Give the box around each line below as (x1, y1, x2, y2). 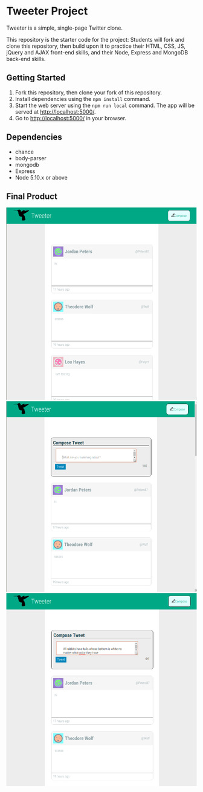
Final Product (6, 191, 57, 201)
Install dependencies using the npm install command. (14, 95, 151, 102)
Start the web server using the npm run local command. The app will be (14, 102, 195, 109)
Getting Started (6, 73, 66, 83)
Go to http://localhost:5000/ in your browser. (14, 114, 127, 122)
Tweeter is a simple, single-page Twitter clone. (6, 24, 123, 31)
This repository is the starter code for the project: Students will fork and (6, 36, 185, 43)
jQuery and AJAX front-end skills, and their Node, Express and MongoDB (6, 48, 188, 56)
